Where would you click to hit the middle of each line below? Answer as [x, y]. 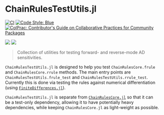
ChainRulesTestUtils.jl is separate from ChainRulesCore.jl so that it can [79, 97]
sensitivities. [30, 57]
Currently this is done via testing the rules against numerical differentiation [80, 82]
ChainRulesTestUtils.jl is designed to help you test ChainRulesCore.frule [80, 67]
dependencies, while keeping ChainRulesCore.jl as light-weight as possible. [82, 107]
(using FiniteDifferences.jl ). [35, 87]
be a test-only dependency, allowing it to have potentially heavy [69, 102]
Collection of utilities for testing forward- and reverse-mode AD [81, 52]
